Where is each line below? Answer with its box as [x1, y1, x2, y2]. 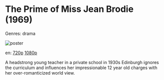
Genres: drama [5, 30, 36, 36]
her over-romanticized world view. [5, 70, 75, 76]
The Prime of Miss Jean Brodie [5, 3, 134, 15]
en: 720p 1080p [5, 50, 37, 56]
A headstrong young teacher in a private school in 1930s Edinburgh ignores [5, 59, 160, 65]
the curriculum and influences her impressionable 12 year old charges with [5, 65, 158, 71]
